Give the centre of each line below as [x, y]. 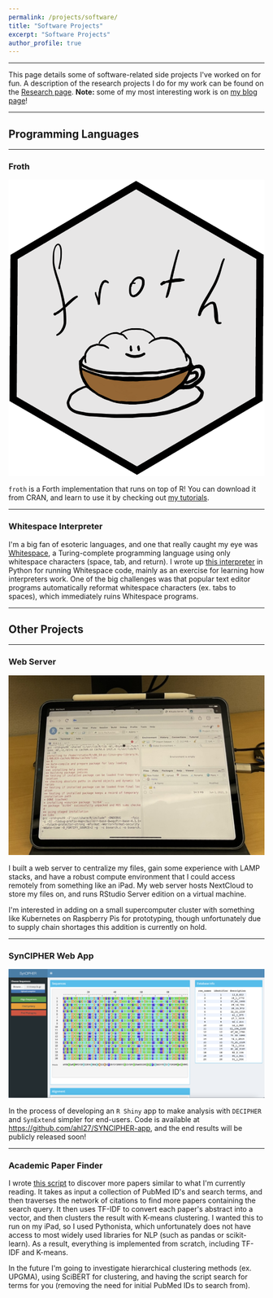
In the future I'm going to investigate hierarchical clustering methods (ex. [130, 1268]
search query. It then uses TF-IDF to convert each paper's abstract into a [131, 1209]
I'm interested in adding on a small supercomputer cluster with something [132, 910]
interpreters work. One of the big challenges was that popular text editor [130, 579]
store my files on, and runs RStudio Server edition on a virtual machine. [128, 894]
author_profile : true [45, 43]
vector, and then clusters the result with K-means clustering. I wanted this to [136, 1218]
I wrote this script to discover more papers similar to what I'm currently [127, 1183]
